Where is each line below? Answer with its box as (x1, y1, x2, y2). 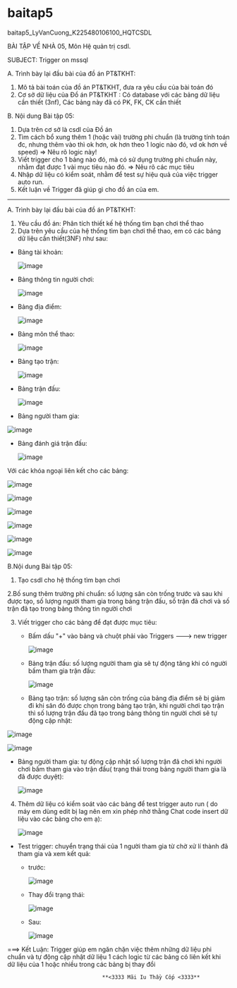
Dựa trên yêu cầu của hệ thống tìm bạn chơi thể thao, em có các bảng (17, 226, 221, 235)
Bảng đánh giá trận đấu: (17, 439, 87, 447)
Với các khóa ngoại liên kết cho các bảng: (7, 466, 129, 475)
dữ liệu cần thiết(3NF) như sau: (17, 234, 108, 243)
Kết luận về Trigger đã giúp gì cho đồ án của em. (17, 185, 159, 193)
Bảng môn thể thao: (17, 329, 75, 338)
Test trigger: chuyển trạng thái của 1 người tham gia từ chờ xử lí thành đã (17, 841, 229, 850)
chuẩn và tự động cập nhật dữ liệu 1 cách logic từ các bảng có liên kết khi (7, 952, 221, 960)
